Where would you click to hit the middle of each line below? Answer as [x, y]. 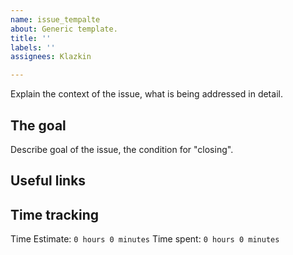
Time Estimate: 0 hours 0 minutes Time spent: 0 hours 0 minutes [145, 239]
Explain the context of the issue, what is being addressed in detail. [146, 94]
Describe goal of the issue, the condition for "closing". [122, 149]
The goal [38, 125]
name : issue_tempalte [55, 19]
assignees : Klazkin [51, 57]
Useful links [48, 181]
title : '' [31, 38]
